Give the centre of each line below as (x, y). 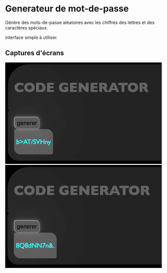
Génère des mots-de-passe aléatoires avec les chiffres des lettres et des (80, 22)
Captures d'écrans (35, 53)
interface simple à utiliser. (32, 37)
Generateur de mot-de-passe (67, 9)
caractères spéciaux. (27, 27)
